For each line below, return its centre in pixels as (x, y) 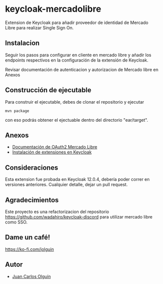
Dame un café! (28, 237)
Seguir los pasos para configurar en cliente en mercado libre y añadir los (78, 55)
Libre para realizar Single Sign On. (40, 27)
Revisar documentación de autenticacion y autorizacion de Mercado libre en (82, 69)
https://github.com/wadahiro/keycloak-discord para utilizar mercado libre (79, 217)
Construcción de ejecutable (48, 90)
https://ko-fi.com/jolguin (30, 249)
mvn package (17, 111)
